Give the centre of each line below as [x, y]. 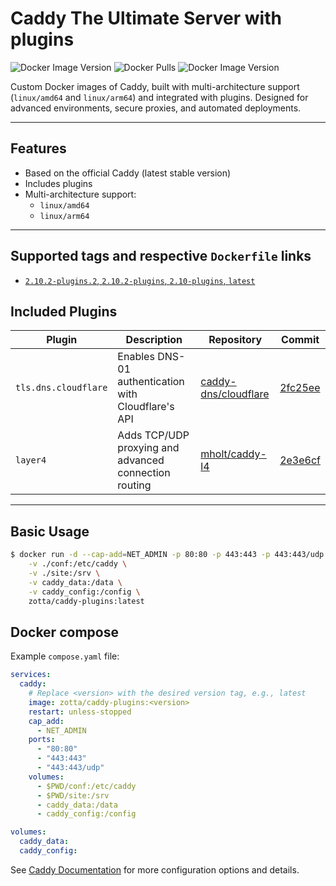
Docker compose [64, 632]
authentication [151, 382]
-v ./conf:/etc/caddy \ [78, 564]
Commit [300, 340]
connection [144, 473]
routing [134, 485]
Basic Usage [50, 531]
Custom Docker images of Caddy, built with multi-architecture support [155, 86]
